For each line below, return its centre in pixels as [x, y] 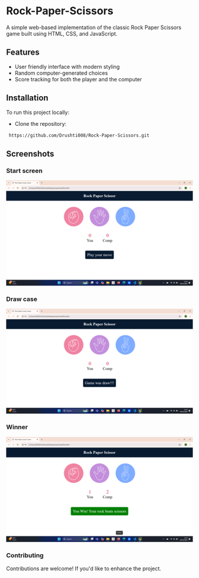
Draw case [22, 299]
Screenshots [30, 153]
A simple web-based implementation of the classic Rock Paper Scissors [94, 27]
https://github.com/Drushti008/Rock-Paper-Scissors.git [79, 135]
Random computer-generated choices [61, 73]
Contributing [25, 555]
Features [23, 53]
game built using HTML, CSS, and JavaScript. [62, 33]
